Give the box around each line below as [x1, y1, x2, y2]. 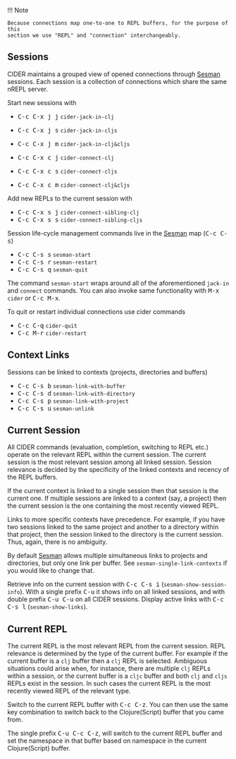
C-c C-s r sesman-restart [17, 257, 97, 266]
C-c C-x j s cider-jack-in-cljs [17, 126, 118, 134]
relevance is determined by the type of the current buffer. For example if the [7, 649, 228, 658]
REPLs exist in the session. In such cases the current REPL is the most [7, 679, 211, 688]
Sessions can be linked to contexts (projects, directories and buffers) [7, 368, 208, 376]
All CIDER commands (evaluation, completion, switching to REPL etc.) [7, 443, 209, 451]
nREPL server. [7, 85, 48, 93]
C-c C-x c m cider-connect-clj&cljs [17, 181, 130, 189]
